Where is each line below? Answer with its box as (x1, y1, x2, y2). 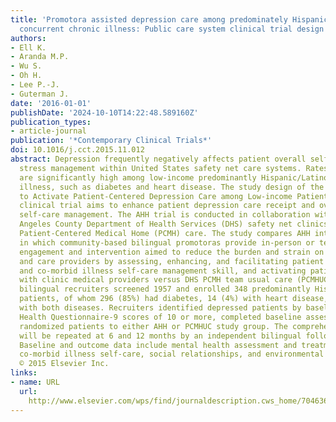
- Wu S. (10, 61, 43, 71)
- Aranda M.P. (10, 52, 70, 62)
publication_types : (10, 117, 92, 127)
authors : (10, 33, 47, 43)
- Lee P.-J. (10, 80, 60, 90)
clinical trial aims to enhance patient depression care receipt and (19, 201, 315, 211)
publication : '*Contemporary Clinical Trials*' (10, 136, 213, 146)
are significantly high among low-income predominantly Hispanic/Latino (19, 172, 329, 183)
